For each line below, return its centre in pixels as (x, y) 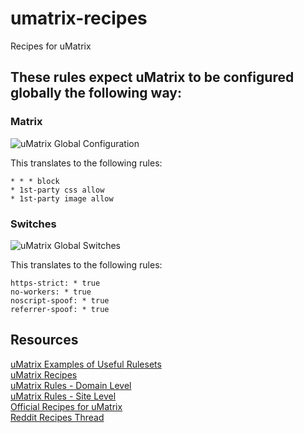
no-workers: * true (51, 292)
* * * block (35, 181)
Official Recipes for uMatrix (66, 406)
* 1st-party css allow (57, 190)
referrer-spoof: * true (60, 309)
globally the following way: (96, 93)
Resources (44, 340)
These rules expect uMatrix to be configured (152, 77)
